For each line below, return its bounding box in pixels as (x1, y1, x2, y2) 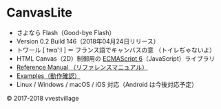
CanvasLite (6, 5, 73, 21)
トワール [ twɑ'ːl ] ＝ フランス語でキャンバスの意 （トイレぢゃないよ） (16, 46, 216, 54)
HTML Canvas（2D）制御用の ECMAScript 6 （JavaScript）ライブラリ (16, 54, 215, 63)
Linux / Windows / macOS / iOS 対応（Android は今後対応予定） (16, 80, 198, 88)
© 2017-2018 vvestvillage (6, 94, 79, 102)
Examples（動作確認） (16, 71, 81, 80)
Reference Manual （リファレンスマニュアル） (16, 63, 149, 71)
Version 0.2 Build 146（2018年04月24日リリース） (16, 37, 160, 46)
